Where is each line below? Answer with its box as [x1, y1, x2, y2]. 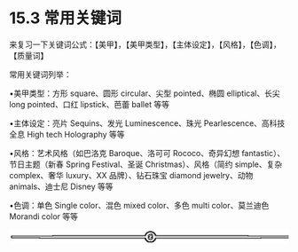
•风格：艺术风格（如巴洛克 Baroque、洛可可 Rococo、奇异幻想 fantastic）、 [9, 147, 286, 158]
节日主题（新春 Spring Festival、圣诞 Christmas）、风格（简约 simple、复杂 [9, 159, 283, 169]
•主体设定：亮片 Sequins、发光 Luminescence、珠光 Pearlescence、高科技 [9, 117, 286, 129]
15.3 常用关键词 [9, 8, 122, 28]
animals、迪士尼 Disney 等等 [9, 181, 114, 192]
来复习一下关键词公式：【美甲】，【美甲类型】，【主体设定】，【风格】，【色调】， [9, 39, 281, 50]
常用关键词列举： [9, 68, 72, 80]
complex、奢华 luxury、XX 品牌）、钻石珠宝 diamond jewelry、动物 [9, 169, 254, 180]
